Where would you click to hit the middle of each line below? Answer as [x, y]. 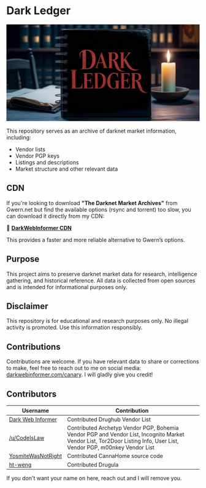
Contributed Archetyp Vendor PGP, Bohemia [123, 428]
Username [35, 410]
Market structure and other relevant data [67, 169]
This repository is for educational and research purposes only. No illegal [97, 321]
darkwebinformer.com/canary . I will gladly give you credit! [80, 374]
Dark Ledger [39, 11]
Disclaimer [27, 306]
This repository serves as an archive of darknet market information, [91, 131]
